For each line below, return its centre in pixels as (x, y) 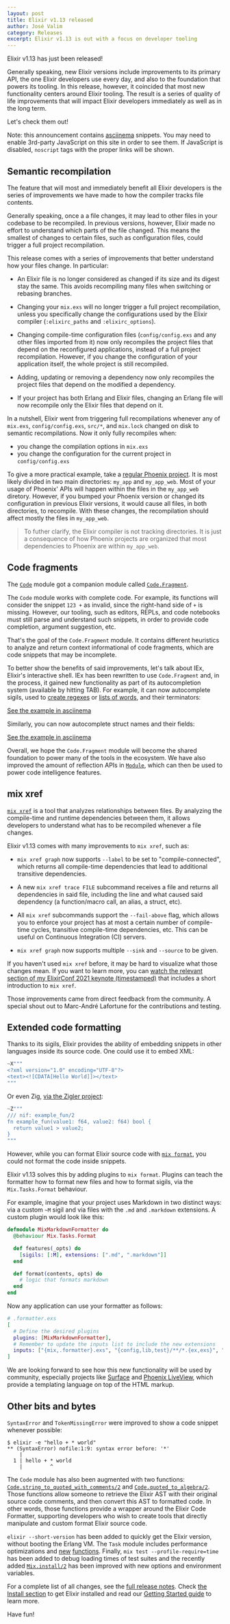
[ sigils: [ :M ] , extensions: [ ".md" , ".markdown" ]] (93, 1255)
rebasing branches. (44, 293)
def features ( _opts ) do (47, 1248)
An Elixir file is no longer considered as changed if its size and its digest (118, 278)
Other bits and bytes (52, 1406)
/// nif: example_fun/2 (41, 1115)
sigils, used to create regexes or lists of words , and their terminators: (104, 697)
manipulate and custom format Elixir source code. (77, 1523)
